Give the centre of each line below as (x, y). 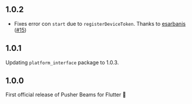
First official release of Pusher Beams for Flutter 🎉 (66, 95)
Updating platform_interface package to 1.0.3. (62, 62)
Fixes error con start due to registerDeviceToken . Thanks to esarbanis (100, 23)
